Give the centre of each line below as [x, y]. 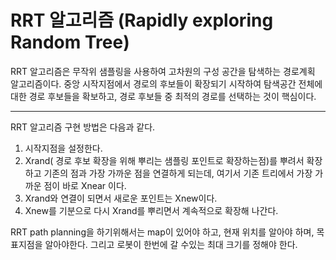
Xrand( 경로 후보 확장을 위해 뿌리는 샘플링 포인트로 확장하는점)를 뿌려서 [164, 160]
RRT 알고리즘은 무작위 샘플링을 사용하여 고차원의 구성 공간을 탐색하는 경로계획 [163, 71]
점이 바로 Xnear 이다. [85, 185]
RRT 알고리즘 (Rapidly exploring [142, 20]
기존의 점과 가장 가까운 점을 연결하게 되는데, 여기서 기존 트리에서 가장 [178, 173]
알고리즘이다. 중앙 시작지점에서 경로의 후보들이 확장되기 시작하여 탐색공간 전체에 [166, 83]
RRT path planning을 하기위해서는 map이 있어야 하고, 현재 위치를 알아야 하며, [162, 232]
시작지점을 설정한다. [63, 148]
